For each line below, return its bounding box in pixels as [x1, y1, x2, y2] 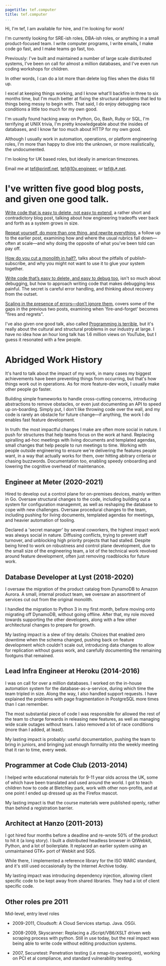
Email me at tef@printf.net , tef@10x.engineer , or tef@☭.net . [5, 166, 127, 171]
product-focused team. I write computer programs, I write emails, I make [5, 40, 154, 46]
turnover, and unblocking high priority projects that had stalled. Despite [5, 537, 151, 543]
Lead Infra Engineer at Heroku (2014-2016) [5, 667, 140, 676]
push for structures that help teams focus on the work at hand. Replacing [5, 432, 155, 438]
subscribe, [5, 261, 27, 267]
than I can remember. [5, 701, 49, 707]
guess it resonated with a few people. [5, 337, 82, 342]
